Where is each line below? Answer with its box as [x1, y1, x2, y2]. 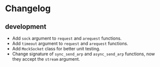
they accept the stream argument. [12, 56, 80, 62]
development [5, 22, 46, 31]
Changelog [5, 3, 51, 14]
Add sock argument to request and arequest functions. [12, 35, 122, 41]
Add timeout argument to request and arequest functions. [12, 41, 129, 46]
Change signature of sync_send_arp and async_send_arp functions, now [12, 51, 155, 57]
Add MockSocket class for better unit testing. [12, 46, 100, 51]
